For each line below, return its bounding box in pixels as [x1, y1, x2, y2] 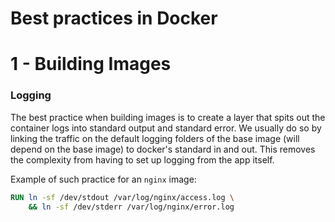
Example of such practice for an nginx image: [10, 173, 197, 185]
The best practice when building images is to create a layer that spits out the [10, 111, 326, 123]
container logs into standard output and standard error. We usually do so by [10, 122, 322, 134]
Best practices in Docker [10, 7, 218, 30]
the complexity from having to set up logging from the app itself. [10, 153, 275, 166]
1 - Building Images [10, 53, 172, 76]
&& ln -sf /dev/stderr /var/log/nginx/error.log [28, 202, 235, 212]
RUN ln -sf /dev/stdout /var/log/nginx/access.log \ [10, 192, 235, 202]
